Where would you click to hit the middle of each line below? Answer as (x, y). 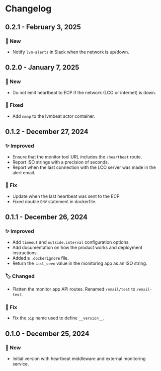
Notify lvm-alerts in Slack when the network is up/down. (71, 52)
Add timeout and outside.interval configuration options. (71, 242)
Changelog (28, 9)
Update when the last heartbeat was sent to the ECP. (66, 196)
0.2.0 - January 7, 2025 (42, 68)
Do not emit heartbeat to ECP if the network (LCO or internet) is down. (84, 92)
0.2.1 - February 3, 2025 (43, 27)
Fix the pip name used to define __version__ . (58, 318)
